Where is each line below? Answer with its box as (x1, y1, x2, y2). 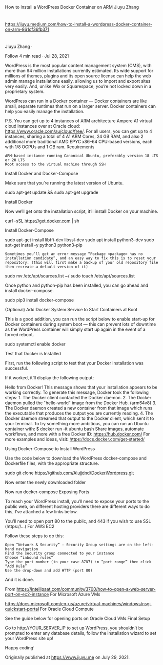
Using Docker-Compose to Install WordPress (5, 446, 95, 452)
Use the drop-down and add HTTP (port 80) (5, 568, 93, 573)
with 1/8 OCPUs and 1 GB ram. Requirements (5, 144, 95, 150)
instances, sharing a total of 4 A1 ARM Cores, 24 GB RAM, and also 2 (5, 134, 143, 139)
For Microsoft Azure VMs (50, 592, 101, 597)
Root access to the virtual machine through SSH (5, 162, 106, 167)
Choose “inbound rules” (5, 555, 54, 560)
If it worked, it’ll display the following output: (5, 375, 94, 381)
